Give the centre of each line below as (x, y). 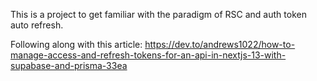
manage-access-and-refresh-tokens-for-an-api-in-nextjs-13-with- (148, 55)
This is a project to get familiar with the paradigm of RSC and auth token (158, 14)
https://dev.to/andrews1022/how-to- (220, 44)
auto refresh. (37, 25)
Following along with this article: (76, 44)
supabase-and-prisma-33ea (69, 65)
